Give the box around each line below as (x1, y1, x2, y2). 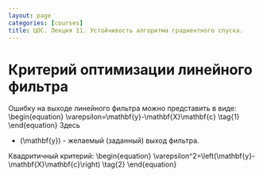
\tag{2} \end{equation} (102, 160, 177, 169)
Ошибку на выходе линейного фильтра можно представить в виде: (8, 104, 237, 114)
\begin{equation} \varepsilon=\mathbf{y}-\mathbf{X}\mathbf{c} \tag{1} (8, 112, 240, 121)
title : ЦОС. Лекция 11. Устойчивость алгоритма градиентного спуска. (8, 26, 244, 34)
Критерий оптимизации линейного (8, 60, 253, 79)
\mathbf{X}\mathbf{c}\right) (8, 160, 101, 169)
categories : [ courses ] (8, 19, 83, 27)
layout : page (8, 11, 52, 20)
